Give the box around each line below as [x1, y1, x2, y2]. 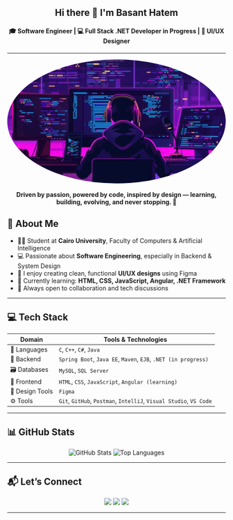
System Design [17, 262, 61, 270]
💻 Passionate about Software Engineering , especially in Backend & [17, 251, 212, 260]
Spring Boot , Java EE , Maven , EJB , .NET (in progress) [58, 355, 209, 363]
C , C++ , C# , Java [58, 345, 101, 354]
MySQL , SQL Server [58, 366, 110, 375]
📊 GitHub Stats [7, 426, 75, 439]
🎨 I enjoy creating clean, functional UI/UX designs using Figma [17, 269, 198, 277]
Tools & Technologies [103, 335, 168, 343]
